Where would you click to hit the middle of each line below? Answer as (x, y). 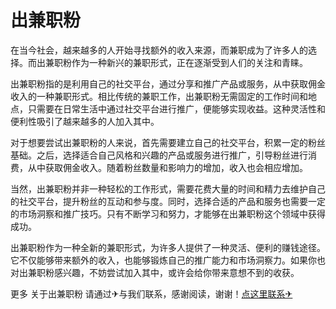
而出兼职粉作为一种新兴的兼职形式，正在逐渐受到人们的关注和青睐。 (167, 62)
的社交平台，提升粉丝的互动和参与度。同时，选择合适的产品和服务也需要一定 (168, 201)
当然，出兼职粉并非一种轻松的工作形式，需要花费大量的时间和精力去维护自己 (168, 188)
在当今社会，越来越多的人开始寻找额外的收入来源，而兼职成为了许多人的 (159, 50)
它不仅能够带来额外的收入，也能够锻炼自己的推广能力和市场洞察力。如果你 (163, 260)
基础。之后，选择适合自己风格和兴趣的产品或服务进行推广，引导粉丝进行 (159, 155)
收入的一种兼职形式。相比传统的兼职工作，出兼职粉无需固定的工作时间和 (159, 96)
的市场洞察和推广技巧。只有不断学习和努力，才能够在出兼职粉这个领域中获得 (168, 213)
